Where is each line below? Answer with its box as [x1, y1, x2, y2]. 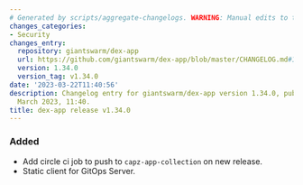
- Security [9, 30, 50, 39]
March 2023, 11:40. [17, 97, 91, 106]
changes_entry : [9, 38, 67, 48]
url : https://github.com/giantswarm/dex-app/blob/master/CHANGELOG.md [17, 55, 289, 64]
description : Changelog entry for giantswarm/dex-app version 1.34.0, [9, 88, 280, 97]
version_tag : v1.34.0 [17, 72, 99, 81]
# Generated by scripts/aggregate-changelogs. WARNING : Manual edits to [9, 13, 289, 23]
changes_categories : [9, 22, 87, 31]
